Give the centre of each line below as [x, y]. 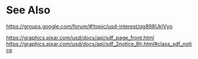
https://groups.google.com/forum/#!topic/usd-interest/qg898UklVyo [89, 26]
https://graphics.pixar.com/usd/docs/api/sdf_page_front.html [80, 37]
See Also [28, 10]
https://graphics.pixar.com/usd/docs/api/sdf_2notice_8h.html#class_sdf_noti [99, 44]
